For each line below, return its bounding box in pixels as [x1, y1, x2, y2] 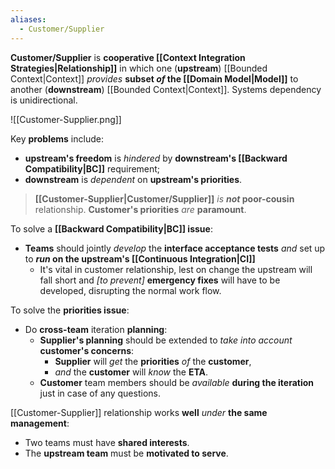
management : [10, 417, 70, 429]
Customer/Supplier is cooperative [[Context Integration [10, 51, 246, 63]
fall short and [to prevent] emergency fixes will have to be [39, 274, 281, 286]
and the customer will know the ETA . [54, 366, 209, 378]
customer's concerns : [39, 344, 135, 356]
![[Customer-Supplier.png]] [10, 113, 122, 125]
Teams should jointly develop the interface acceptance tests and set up [24, 242, 326, 254]
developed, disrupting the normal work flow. [39, 284, 222, 296]
